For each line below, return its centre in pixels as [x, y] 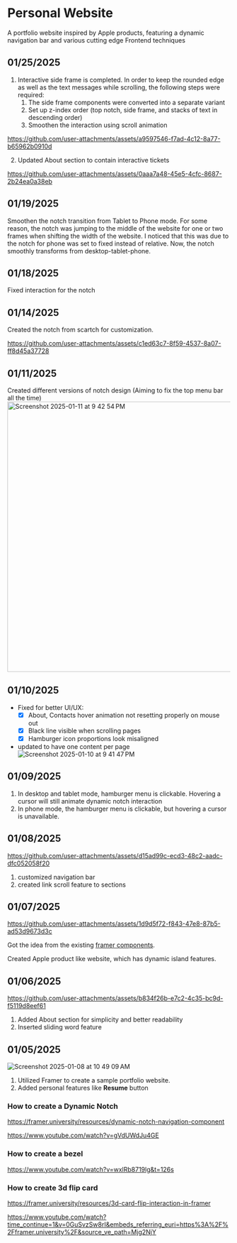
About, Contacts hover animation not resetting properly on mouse [124, 715]
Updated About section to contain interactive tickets [93, 160]
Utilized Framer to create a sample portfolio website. [94, 1080]
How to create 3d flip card [53, 1188]
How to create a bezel [45, 1154]
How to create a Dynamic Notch [63, 1106]
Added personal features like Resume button [83, 1088]
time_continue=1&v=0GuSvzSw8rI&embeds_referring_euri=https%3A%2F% [118, 1224]
